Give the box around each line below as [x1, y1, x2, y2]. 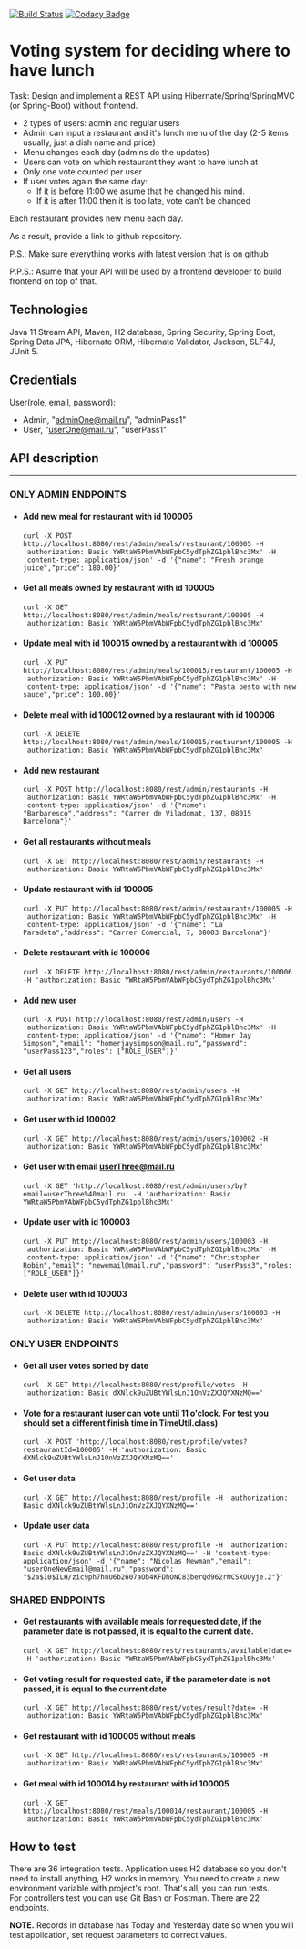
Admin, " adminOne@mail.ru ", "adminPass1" [22, 414, 187, 425]
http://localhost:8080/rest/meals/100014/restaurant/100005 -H [22, 1807, 269, 1816]
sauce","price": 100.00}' [22, 690, 121, 699]
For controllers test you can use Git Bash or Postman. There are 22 [9, 1892, 260, 1903]
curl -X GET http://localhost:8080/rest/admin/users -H [22, 1087, 240, 1096]
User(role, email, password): [9, 396, 117, 407]
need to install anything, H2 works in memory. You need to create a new [9, 1873, 280, 1884]
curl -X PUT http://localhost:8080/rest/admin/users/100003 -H [22, 1237, 269, 1246]
